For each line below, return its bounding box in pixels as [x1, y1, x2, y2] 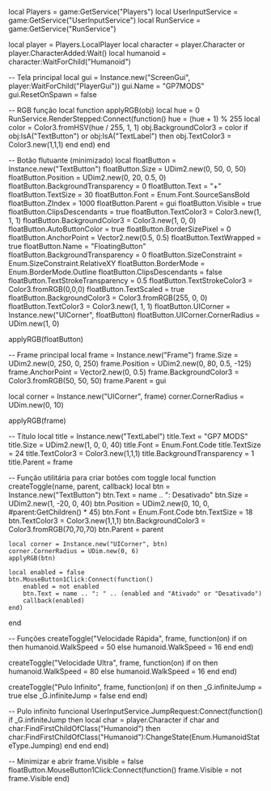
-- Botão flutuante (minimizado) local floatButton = [8, 155, 177, 165]
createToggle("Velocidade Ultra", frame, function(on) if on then [8, 658, 218, 667]
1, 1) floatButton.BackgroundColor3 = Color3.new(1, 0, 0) [8, 216, 197, 225]
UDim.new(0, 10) [8, 400, 65, 409]
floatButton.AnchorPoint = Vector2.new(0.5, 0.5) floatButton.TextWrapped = [8, 233, 261, 242]
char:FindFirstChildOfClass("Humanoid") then [8, 724, 161, 733]
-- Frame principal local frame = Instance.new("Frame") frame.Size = [8, 350, 239, 359]
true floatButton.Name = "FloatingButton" [8, 242, 146, 251]
